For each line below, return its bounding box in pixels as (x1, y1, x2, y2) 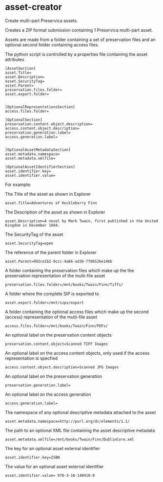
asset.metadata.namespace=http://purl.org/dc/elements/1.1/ (5, 419, 130, 424)
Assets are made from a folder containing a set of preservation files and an (5, 36, 156, 43)
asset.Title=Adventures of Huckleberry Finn (5, 200, 97, 206)
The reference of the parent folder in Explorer (5, 249, 97, 255)
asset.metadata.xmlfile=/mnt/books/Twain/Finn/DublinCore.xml (5, 437, 134, 442)
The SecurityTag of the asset (5, 231, 63, 237)
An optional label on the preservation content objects (5, 332, 112, 338)
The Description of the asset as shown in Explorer (5, 209, 105, 215)
